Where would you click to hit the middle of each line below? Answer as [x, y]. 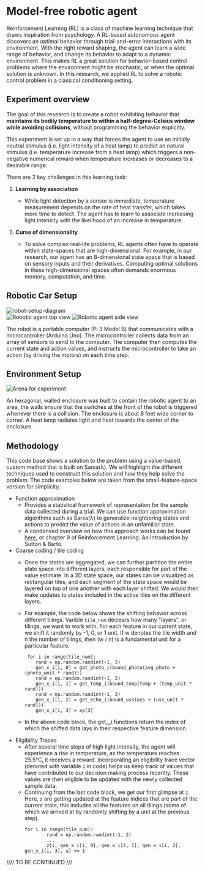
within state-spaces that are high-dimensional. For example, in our [108, 250]
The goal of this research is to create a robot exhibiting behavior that [93, 114]
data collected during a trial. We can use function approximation [105, 512]
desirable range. [27, 165]
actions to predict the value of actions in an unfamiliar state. [100, 525]
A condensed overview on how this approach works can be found [107, 531]
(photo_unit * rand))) [53, 673]
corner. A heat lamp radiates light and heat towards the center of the [93, 420]
